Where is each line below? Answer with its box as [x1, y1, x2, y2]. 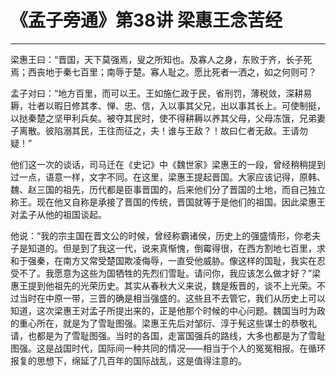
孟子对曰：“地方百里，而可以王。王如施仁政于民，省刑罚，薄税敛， [10, 87, 287, 99]
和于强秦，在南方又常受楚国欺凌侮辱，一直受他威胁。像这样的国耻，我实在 [10, 254, 317, 266]
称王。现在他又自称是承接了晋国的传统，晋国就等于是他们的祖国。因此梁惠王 [10, 196, 326, 208]
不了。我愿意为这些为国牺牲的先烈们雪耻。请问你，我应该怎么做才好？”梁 [18, 267, 322, 279]
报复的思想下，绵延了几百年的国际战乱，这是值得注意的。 [10, 354, 247, 366]
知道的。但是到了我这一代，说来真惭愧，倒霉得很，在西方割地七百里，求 [27, 242, 326, 254]
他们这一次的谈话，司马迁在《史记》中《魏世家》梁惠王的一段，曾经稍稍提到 [10, 158, 326, 170]
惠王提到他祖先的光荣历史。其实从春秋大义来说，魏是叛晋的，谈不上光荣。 [10, 279, 317, 291]
